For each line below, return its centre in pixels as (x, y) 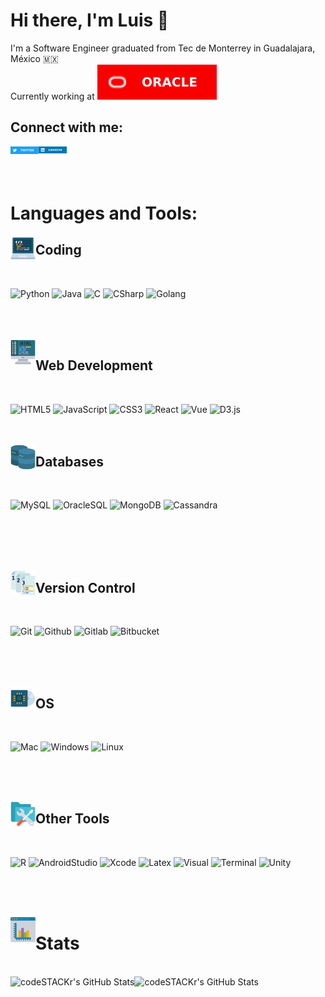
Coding (58, 250)
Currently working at (52, 96)
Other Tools (72, 819)
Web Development (94, 365)
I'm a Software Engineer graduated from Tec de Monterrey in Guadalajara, (163, 48)
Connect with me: (67, 127)
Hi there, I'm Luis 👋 (90, 20)
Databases (70, 461)
